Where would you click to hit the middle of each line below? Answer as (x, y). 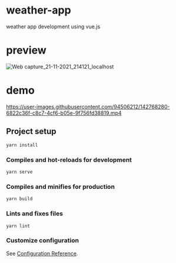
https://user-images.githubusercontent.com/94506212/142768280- (88, 106)
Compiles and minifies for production (60, 187)
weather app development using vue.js (53, 26)
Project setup (31, 131)
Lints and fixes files (35, 214)
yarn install (22, 145)
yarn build (19, 199)
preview (26, 50)
